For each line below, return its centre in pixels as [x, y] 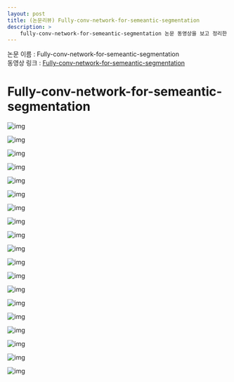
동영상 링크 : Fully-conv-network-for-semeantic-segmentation [96, 63]
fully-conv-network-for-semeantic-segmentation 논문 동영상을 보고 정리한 [123, 33]
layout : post [26, 14]
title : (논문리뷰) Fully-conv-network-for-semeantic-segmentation [104, 20]
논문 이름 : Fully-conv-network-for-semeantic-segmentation [93, 54]
